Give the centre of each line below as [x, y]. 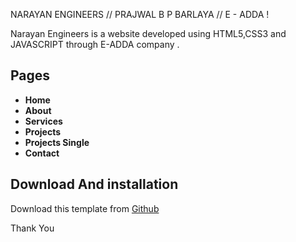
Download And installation [94, 184]
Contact [42, 153]
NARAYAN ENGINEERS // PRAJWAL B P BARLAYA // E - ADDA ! [140, 14]
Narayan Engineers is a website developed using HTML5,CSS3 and [148, 33]
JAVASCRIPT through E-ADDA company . [95, 44]
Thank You [32, 228]
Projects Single [57, 142]
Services [43, 121]
